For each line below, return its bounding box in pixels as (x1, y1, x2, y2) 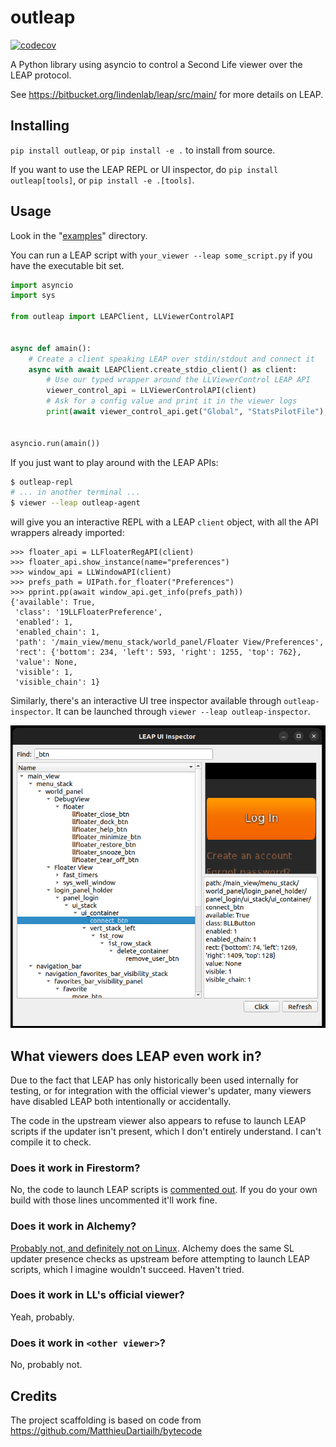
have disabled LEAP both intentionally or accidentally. (10, 1095, 232, 1107)
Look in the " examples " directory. (10, 229, 148, 241)
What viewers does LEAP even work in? (10, 1047, 262, 1065)
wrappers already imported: (10, 527, 125, 539)
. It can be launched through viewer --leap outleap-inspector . (50, 706, 311, 718)
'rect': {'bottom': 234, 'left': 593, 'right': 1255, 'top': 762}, (14, 647, 302, 658)
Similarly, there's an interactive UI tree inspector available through (10, 695, 282, 707)
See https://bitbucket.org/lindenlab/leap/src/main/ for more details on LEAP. (10, 88, 324, 100)
